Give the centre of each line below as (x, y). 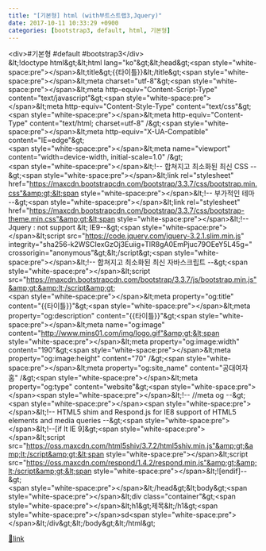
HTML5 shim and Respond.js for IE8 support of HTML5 (146, 412)
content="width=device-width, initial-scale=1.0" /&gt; (96, 157)
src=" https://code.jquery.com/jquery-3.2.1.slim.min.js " (156, 236)
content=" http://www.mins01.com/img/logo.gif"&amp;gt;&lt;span (114, 333)
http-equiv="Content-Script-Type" (162, 90)
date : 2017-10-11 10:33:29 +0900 (64, 23)
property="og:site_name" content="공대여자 (177, 368)
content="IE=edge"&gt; (46, 141)
